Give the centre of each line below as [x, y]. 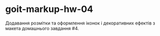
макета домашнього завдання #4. [42, 28]
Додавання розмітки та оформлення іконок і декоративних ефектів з [80, 23]
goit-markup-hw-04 [49, 9]
